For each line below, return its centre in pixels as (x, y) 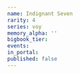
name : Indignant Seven (40, 14)
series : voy (24, 26)
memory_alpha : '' (32, 33)
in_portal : (23, 53)
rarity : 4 (22, 20)
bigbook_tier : (28, 40)
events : (18, 46)
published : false (32, 59)
